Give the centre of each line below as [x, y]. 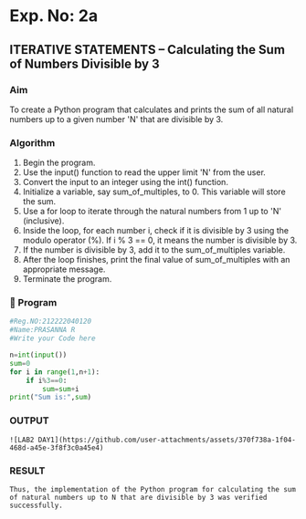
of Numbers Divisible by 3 [84, 63]
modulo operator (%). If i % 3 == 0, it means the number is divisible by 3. [160, 240]
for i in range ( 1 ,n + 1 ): [55, 372]
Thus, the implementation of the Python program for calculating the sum [153, 489]
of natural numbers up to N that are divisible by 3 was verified [138, 497]
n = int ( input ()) [38, 355]
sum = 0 [20, 363]
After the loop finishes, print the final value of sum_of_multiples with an [156, 260]
